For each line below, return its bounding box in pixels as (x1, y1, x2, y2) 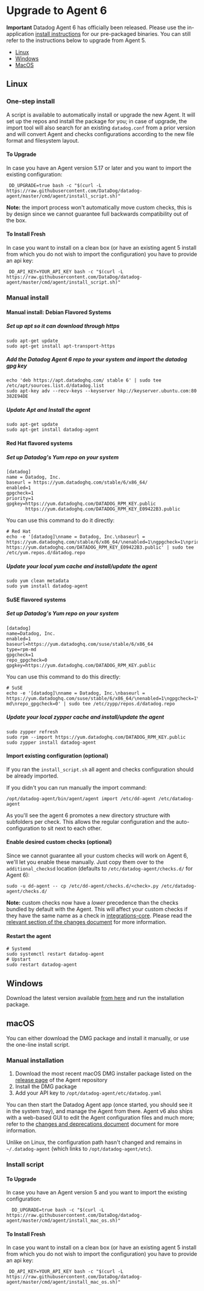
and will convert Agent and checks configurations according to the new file (6, 130, 194, 137)
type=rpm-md (6, 646, 36, 652)
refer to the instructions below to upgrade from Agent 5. (6, 36, 146, 44)
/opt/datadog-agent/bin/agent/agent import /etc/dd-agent (6, 795, 156, 802)
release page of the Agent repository (15, 1077, 108, 1084)
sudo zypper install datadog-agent (6, 739, 97, 745)
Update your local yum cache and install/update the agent (6, 563, 158, 570)
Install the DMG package (15, 1083, 77, 1091)
